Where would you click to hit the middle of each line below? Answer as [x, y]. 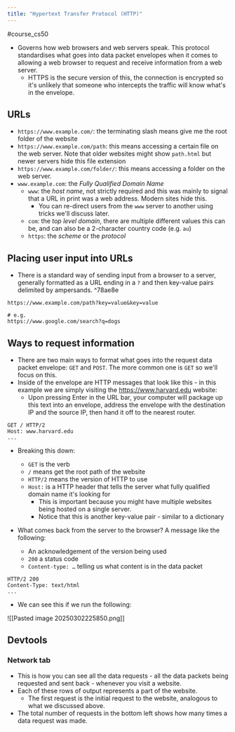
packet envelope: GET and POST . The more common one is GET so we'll [117, 367]
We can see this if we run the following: [74, 605]
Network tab [29, 660]
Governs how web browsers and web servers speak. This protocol [113, 47]
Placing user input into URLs [70, 258]
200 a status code [53, 559]
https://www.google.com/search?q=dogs [64, 322]
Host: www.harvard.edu [40, 431]
